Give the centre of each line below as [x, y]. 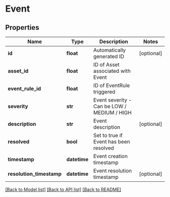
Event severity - [113, 100]
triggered [104, 92]
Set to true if [108, 135]
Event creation [111, 156]
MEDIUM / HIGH [113, 113]
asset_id [18, 71]
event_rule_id [25, 89]
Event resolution [113, 171]
